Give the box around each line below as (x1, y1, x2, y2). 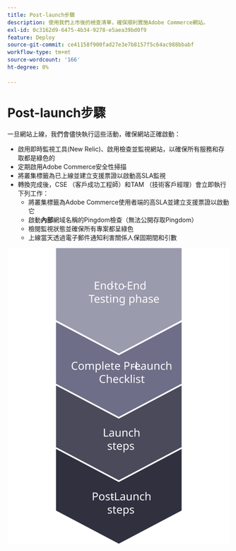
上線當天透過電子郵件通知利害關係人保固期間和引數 (28, 233, 177, 242)
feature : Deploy (7, 34, 55, 41)
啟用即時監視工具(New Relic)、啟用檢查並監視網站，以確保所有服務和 (17, 144, 219, 153)
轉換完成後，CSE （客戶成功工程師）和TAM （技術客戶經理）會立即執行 (17, 180, 227, 188)
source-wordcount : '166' (7, 57, 81, 64)
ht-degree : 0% (7, 64, 49, 71)
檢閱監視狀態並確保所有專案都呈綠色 (28, 224, 134, 233)
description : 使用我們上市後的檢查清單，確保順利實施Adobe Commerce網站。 (7, 18, 208, 26)
